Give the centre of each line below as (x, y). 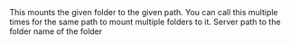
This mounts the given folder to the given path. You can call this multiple (144, 12)
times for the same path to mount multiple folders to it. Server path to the (145, 22)
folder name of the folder (56, 31)
